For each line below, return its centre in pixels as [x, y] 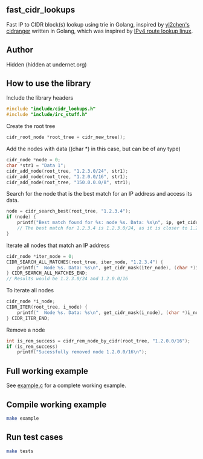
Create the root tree [31, 126]
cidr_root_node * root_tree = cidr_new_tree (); [66, 137]
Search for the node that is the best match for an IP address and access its [99, 194]
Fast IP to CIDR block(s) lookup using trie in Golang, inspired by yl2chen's [98, 24]
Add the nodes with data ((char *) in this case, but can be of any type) [94, 149]
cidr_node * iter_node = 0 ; [40, 256]
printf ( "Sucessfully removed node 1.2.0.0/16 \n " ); [82, 352]
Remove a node [26, 330]
